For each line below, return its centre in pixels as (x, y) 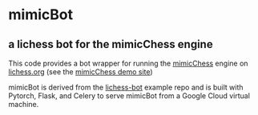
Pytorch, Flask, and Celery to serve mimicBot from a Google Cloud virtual (129, 96)
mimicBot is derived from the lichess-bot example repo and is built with (126, 87)
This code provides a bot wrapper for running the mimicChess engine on (128, 63)
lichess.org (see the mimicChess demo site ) (81, 72)
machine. (24, 104)
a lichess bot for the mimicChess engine (111, 44)
